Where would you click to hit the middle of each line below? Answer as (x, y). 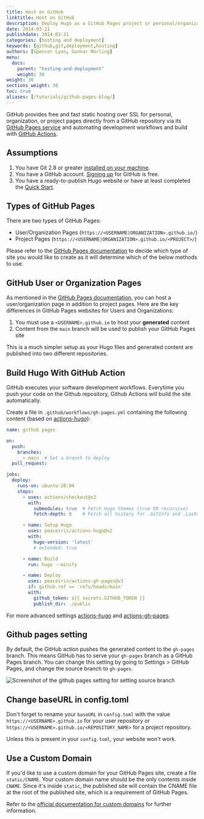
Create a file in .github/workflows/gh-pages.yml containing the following (97, 412)
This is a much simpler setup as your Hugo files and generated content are (100, 347)
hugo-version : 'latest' (63, 542)
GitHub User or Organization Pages (74, 283)
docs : (19, 63)
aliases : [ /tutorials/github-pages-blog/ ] (61, 97)
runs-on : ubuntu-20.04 (46, 486)
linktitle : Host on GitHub (40, 18)
